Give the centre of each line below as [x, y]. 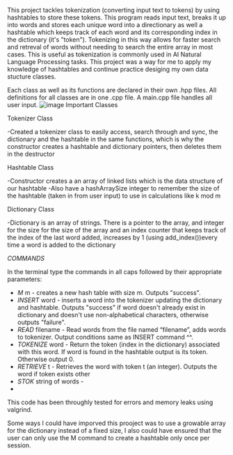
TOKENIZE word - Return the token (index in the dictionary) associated [119, 344]
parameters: [25, 279]
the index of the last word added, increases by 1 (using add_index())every [112, 237]
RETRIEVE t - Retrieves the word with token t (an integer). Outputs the [117, 367]
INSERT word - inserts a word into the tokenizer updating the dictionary [120, 300]
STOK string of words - [50, 381]
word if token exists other [54, 374]
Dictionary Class [31, 209]
